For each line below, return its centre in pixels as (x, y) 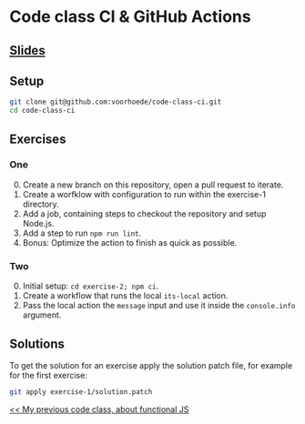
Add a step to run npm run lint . (82, 233)
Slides (27, 50)
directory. (41, 204)
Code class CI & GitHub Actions (131, 17)
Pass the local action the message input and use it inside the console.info (159, 306)
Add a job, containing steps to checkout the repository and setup (144, 213)
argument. (42, 315)
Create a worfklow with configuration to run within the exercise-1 (144, 194)
